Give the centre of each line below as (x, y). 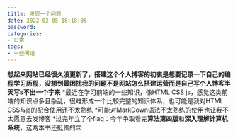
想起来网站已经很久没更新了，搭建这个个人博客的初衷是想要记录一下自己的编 (119, 74)
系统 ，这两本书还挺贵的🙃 (45, 127)
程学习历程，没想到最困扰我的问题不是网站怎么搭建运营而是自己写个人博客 (116, 83)
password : (22, 27)
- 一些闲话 (21, 54)
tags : (15, 47)
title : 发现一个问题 (34, 14)
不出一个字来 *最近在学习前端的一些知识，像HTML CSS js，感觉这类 (122, 92)
